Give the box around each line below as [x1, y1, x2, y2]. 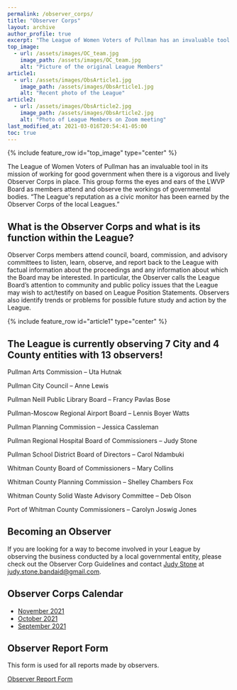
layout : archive [7, 23, 55, 31]
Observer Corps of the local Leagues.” [7, 200, 120, 209]
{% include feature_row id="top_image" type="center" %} [7, 148, 177, 157]
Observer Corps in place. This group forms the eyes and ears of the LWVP [7, 177, 226, 186]
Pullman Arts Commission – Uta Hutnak [7, 368, 122, 376]
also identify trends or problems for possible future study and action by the [7, 296, 227, 305]
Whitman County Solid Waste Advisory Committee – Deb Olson [7, 491, 192, 500]
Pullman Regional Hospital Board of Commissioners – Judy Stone [7, 437, 197, 444]
